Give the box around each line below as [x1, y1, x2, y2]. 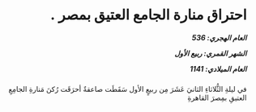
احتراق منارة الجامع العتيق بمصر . [50, 6, 247, 24]
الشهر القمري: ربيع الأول [174, 48, 247, 58]
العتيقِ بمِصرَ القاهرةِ [187, 93, 247, 102]
